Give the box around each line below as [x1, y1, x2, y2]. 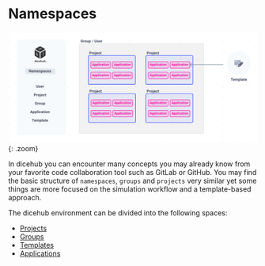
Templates [19, 240, 54, 249]
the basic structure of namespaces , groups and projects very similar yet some [8, 176, 257, 185]
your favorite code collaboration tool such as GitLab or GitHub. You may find [8, 167, 257, 177]
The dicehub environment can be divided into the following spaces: [8, 207, 228, 218]
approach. [8, 192, 42, 202]
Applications [19, 249, 61, 258]
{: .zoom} [8, 143, 39, 153]
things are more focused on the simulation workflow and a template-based [8, 184, 252, 194]
